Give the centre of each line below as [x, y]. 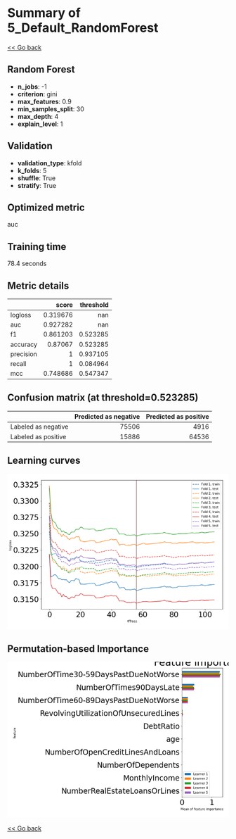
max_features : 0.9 [44, 101]
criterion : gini [37, 94]
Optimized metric [46, 207]
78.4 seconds [27, 264]
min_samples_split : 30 [51, 109]
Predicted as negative [107, 417]
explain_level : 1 [40, 124]
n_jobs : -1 [32, 87]
